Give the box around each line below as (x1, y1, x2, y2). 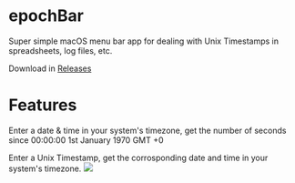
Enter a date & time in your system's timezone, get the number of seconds (8, 125, 287, 136)
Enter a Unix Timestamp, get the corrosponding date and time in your (8, 152, 269, 163)
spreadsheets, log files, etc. (8, 45, 113, 56)
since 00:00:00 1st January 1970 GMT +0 (8, 134, 165, 146)
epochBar (8, 5, 84, 26)
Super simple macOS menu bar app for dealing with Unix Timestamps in (8, 36, 280, 46)
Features (8, 95, 77, 116)
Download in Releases (8, 63, 92, 74)
